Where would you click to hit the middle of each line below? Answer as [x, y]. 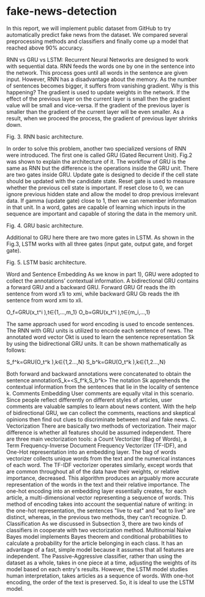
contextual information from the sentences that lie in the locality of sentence [102, 387]
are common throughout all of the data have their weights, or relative [93, 471]
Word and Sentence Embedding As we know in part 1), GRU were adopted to [103, 274]
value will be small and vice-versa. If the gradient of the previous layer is [98, 105]
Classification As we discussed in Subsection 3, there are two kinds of [95, 523]
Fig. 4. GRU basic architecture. [45, 226]
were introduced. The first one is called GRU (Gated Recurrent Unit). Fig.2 [99, 155]
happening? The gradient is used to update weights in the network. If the [98, 92]
